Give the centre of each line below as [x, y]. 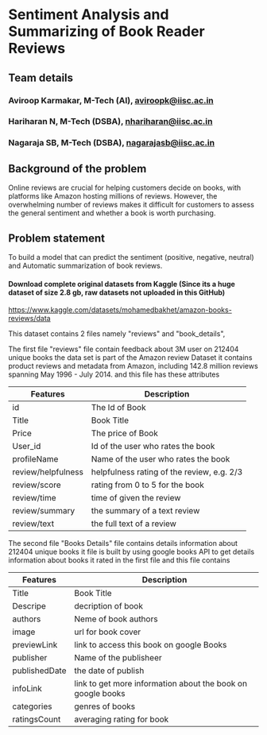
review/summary [44, 511]
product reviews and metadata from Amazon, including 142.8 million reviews [133, 366]
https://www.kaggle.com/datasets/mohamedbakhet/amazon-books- [120, 310]
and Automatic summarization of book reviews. [85, 265]
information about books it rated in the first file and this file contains [119, 560]
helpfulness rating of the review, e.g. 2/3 [167, 472]
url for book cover [108, 632]
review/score [37, 485]
